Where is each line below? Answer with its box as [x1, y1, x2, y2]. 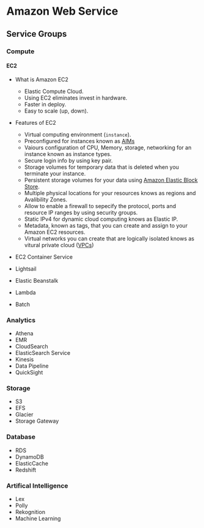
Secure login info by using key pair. [24, 157, 113, 164]
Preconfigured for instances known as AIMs [24, 137, 135, 144]
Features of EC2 [15, 119, 56, 126]
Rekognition [15, 508, 46, 515]
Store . [24, 182, 40, 190]
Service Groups [6, 29, 67, 39]
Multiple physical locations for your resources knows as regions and [24, 189, 197, 196]
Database [6, 433, 35, 441]
